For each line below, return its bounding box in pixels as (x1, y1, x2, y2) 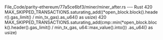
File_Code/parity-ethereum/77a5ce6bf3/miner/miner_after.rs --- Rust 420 (4, 4, 153, 10)
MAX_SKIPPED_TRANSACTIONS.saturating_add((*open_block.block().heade (4, 9, 158, 15)
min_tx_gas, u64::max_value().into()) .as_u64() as (54, 25, 153, 30)
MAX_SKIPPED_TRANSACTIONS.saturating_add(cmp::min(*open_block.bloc (4, 19, 157, 25)
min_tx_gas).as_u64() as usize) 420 (35, 14, 107, 20)
